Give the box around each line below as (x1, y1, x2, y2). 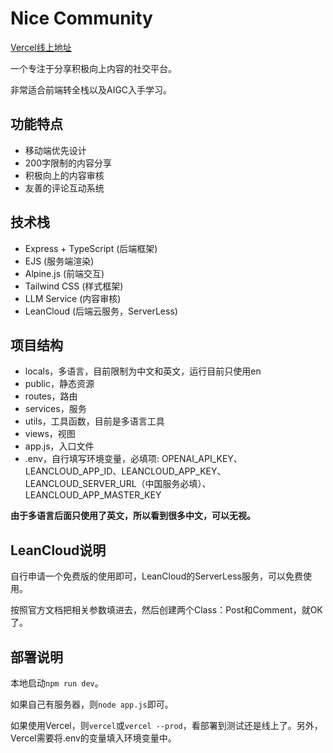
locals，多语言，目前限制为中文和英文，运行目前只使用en (24, 365, 262, 377)
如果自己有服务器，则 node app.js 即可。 (10, 698, 174, 710)
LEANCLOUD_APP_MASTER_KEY (24, 489, 162, 501)
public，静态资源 (24, 378, 95, 390)
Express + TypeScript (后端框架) (24, 242, 158, 254)
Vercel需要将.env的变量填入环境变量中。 (10, 732, 177, 744)
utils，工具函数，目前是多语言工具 (24, 415, 165, 427)
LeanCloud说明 (10, 542, 107, 559)
